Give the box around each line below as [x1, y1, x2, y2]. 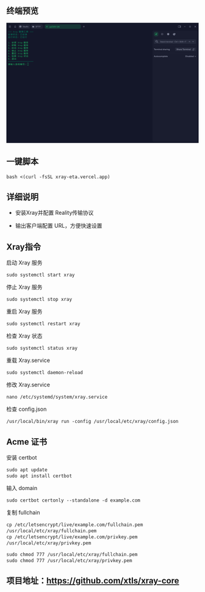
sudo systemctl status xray [6, 345, 78, 352]
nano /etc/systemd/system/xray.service [6, 394, 108, 400]
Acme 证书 [6, 436, 48, 447]
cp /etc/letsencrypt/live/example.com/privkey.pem [6, 534, 138, 540]
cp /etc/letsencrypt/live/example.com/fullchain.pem [6, 522, 143, 528]
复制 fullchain [6, 509, 40, 516]
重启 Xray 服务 [6, 308, 43, 316]
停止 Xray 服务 [6, 283, 43, 291]
